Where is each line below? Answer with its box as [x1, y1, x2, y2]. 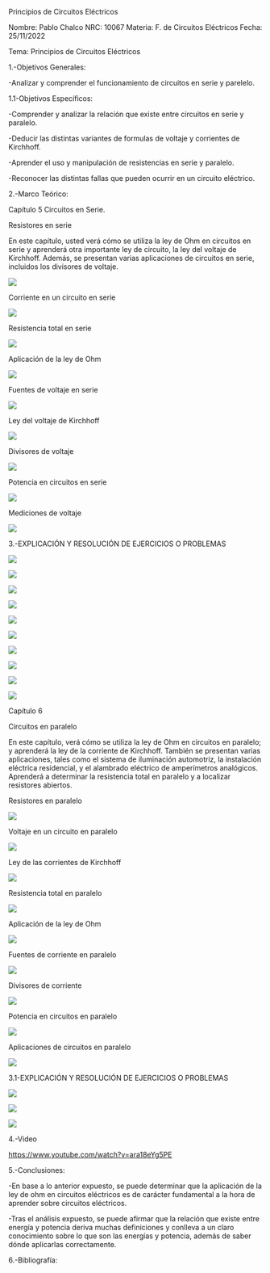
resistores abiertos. [8, 780, 73, 790]
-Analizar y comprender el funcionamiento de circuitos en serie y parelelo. [8, 78, 255, 87]
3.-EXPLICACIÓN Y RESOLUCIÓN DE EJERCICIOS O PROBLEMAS [8, 539, 226, 548]
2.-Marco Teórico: [8, 189, 69, 199]
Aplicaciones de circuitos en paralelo [8, 1042, 131, 1052]
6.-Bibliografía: [8, 1255, 58, 1265]
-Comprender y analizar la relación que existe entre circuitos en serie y [8, 109, 244, 119]
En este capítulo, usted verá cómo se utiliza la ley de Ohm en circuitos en [8, 236, 251, 246]
